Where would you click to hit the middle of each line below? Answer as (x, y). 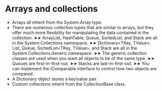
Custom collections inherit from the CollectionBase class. (69, 84)
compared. (23, 74)
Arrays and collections (52, 9)
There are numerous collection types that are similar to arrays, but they (83, 27)
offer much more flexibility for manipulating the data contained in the (80, 32)
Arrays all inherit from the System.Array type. (57, 22)
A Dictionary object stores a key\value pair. (55, 79)
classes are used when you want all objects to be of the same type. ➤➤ (83, 58)
